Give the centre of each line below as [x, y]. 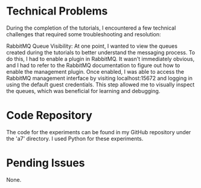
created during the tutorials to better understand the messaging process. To [101, 52]
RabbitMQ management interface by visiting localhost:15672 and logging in [100, 78]
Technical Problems [57, 11]
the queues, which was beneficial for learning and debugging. [83, 91]
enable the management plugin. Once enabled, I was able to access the [95, 71]
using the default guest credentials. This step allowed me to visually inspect [101, 84]
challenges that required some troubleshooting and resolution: [84, 34]
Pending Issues [46, 163]
